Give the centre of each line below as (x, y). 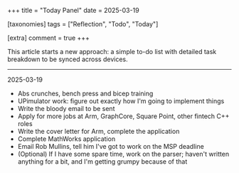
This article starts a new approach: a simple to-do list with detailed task (112, 52)
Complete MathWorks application (67, 139)
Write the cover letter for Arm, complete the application (99, 131)
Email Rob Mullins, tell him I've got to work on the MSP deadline (111, 146)
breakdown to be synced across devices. (68, 59)
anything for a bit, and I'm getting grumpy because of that (102, 162)
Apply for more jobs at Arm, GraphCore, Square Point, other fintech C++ (123, 116)
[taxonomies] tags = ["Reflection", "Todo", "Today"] (83, 24)
